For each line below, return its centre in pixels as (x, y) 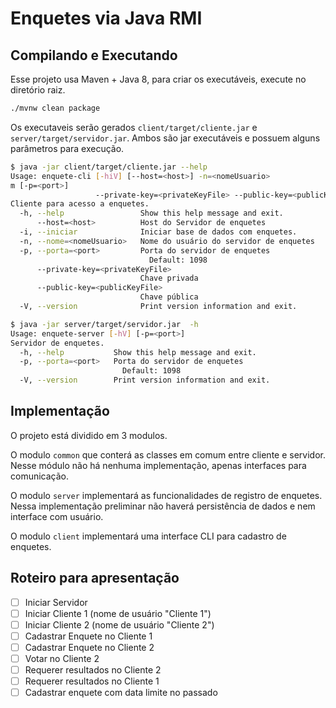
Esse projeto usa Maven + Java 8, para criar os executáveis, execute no (158, 79)
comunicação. (40, 476)
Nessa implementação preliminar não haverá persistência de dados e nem (163, 506)
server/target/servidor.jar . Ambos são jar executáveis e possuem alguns (165, 138)
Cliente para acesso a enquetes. (80, 204)
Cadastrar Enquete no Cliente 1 (88, 636)
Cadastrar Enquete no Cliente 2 (89, 647)
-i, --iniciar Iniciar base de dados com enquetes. (158, 232)
